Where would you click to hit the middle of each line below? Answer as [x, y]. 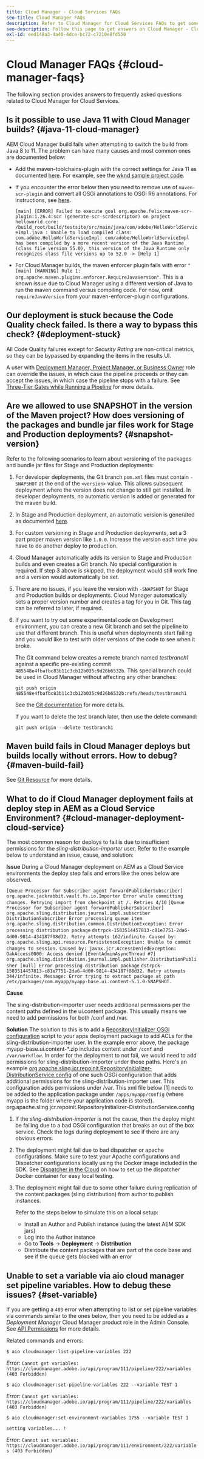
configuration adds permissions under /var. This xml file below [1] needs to [100, 1088]
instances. [28, 1201]
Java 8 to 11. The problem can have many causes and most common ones [99, 150]
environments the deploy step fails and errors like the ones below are [93, 873]
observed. [19, 880]
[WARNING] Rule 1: [57, 271]
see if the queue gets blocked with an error [78, 1256]
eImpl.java [29, 232]
